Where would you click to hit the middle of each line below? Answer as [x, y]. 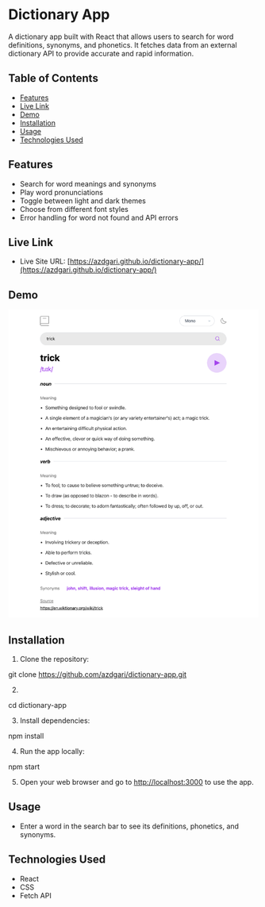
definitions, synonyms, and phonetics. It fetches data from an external [123, 44]
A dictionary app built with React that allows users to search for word [121, 37]
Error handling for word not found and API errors [99, 217]
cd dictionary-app [38, 705]
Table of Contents [54, 78]
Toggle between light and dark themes [83, 201]
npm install [26, 736]
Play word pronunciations [61, 192]
